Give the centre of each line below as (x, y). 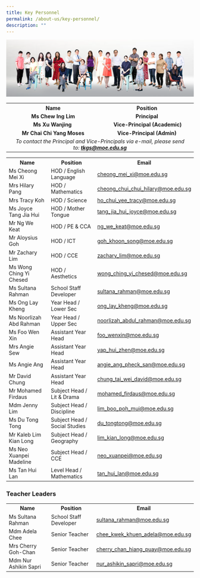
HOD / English (68, 171)
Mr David (20, 376)
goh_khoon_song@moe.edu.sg (135, 241)
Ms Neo (18, 449)
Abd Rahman (24, 324)
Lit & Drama (65, 396)
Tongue (60, 214)
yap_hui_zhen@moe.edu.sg (131, 350)
